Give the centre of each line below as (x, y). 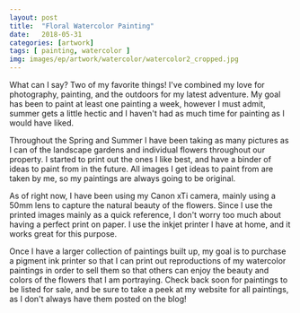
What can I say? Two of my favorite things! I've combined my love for (137, 85)
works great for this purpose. (63, 234)
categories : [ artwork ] (52, 43)
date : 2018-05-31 (46, 34)
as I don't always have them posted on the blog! (98, 299)
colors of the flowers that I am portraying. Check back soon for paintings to (149, 280)
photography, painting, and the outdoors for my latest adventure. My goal (145, 94)
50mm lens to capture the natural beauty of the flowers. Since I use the (141, 205)
